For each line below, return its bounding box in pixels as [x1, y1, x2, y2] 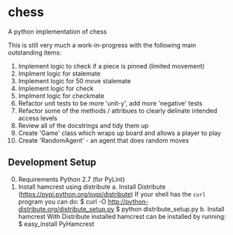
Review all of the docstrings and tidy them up [17, 121, 149, 129]
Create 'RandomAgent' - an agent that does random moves [17, 136, 190, 144]
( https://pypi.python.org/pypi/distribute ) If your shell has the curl [17, 190, 206, 198]
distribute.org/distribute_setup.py [17, 204, 115, 213]
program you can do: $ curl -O [17, 197, 107, 206]
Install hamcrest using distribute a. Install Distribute [17, 183, 167, 191]
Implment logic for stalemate [17, 69, 101, 78]
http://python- [108, 197, 149, 206]
